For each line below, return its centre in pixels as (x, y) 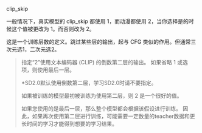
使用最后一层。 (56, 70)
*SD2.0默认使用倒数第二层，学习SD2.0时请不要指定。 (89, 83)
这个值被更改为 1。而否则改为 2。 (53, 29)
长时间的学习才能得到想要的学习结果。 (69, 124)
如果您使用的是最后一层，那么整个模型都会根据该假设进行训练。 (101, 108)
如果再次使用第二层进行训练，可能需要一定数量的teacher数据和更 (114, 116)
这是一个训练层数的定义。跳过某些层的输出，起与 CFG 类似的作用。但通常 (99, 42)
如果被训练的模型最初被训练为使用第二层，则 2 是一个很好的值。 (102, 96)
